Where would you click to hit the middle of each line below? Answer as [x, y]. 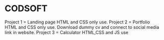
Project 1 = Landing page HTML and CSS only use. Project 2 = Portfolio [77, 22]
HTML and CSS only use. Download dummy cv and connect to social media [82, 27]
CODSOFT [26, 9]
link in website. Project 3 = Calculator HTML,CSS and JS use [67, 32]
